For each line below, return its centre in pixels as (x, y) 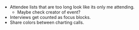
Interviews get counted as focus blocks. (50, 17)
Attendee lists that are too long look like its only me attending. (72, 7)
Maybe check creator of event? (49, 12)
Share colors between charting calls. (47, 22)
